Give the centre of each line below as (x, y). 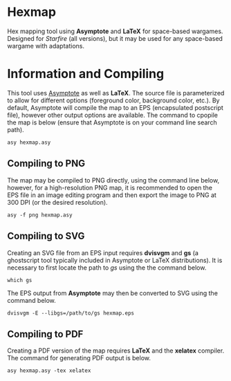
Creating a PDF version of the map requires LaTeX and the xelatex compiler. (116, 351)
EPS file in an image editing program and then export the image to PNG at (112, 195)
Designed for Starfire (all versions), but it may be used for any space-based (115, 38)
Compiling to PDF (45, 334)
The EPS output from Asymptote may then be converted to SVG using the (112, 293)
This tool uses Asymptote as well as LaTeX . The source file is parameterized (116, 93)
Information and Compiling (86, 74)
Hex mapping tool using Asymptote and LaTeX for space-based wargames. (115, 31)
